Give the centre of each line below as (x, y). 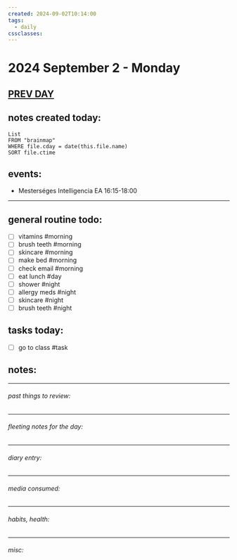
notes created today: (55, 118)
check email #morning (51, 268)
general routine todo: (55, 220)
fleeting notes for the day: (46, 426)
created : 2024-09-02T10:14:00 (52, 14)
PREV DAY (31, 94)
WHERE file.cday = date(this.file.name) (68, 146)
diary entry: (25, 457)
